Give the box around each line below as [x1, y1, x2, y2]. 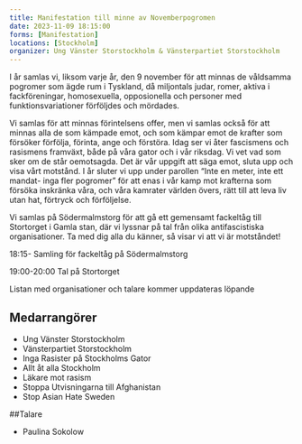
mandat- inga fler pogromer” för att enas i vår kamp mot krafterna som [9, 175, 272, 186]
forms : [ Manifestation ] [9, 30, 99, 39]
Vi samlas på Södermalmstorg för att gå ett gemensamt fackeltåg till [9, 212, 261, 223]
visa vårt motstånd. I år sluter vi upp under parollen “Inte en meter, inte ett [9, 166, 284, 177]
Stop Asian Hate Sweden [22, 391, 115, 402]
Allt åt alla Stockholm [22, 362, 101, 373]
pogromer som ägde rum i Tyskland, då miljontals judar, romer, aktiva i [9, 81, 270, 92]
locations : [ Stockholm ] [9, 38, 99, 48]
